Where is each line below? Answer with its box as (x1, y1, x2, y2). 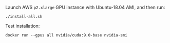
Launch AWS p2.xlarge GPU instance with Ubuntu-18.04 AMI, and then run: (5, 5, 165, 10)
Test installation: (5, 23, 40, 29)
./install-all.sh (5, 14, 43, 19)
